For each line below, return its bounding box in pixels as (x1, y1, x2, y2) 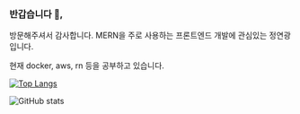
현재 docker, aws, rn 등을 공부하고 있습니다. (9, 60, 164, 71)
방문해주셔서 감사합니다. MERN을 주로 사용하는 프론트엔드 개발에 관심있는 (9, 30, 268, 41)
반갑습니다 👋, (9, 7, 64, 20)
